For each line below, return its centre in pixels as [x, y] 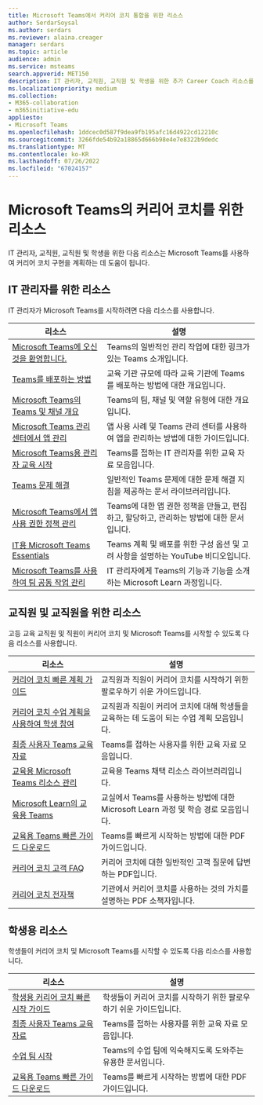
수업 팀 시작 [32, 1056]
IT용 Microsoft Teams [51, 545]
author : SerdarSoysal [43, 23]
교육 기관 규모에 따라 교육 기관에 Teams [176, 373]
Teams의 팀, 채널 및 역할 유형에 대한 [170, 400]
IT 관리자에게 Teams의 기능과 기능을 [170, 570]
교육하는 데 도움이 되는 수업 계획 [157, 718]
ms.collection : [33, 96]
